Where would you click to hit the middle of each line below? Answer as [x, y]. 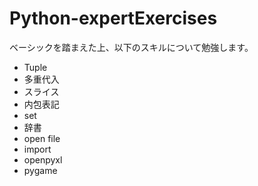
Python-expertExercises [113, 18]
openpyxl [43, 159]
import [37, 149]
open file [42, 138]
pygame [40, 170]
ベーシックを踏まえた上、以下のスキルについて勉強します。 [131, 47]
